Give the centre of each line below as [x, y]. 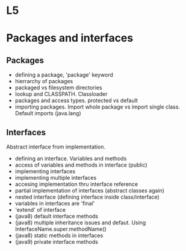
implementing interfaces [45, 171]
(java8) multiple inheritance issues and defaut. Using [80, 223]
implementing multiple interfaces [56, 178]
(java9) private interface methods [56, 242]
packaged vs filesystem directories [58, 87]
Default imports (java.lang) [48, 113]
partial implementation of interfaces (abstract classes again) [89, 190]
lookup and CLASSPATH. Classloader [61, 94]
